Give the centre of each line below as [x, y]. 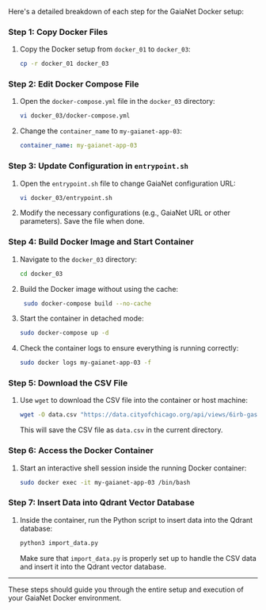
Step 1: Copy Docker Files [58, 32]
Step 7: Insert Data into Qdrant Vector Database [102, 503]
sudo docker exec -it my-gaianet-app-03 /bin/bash [105, 482]
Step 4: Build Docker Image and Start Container [101, 242]
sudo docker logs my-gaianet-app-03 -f [85, 363]
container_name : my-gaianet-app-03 [78, 146]
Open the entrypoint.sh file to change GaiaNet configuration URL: [127, 183]
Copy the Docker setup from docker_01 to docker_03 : [105, 49]
